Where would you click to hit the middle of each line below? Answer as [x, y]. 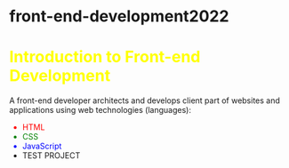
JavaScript [42, 146]
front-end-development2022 [119, 16]
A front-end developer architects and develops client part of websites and [144, 100]
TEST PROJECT [51, 156]
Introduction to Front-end [105, 57]
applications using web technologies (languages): [100, 110]
